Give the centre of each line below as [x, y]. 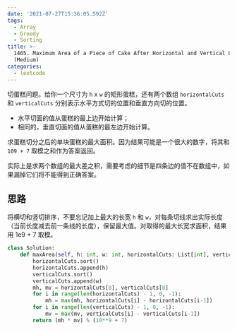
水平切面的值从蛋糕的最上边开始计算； [73, 118]
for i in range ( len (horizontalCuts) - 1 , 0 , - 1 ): [107, 294]
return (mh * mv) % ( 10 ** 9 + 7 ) [80, 320]
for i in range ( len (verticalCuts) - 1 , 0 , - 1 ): [104, 307]
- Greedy [26, 34]
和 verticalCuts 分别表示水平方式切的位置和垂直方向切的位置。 [99, 102]
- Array [25, 27]
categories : [25, 66]
